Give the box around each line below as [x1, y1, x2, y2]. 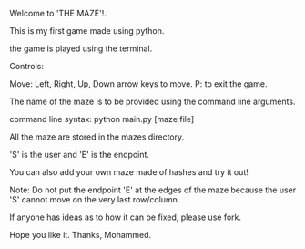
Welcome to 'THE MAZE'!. [9, 8, 107, 18]
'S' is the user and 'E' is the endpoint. [9, 150, 150, 160]
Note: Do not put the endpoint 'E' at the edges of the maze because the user [9, 184, 297, 195]
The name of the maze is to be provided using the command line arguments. [9, 96, 296, 107]
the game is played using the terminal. [9, 43, 153, 54]
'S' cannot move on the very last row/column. [9, 194, 180, 204]
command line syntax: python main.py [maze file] [9, 114, 195, 124]
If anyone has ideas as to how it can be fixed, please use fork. [9, 212, 242, 223]
